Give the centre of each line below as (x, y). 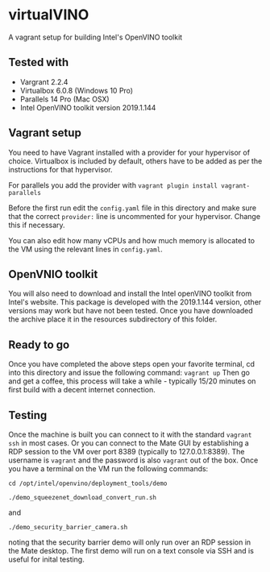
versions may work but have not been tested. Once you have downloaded (131, 311)
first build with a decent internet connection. (82, 390)
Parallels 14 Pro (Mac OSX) (65, 99)
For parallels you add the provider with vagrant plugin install (113, 185)
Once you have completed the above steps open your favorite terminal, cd (132, 364)
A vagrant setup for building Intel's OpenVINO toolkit (96, 37)
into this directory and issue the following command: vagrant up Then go (129, 373)
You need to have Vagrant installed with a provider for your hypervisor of (129, 152)
